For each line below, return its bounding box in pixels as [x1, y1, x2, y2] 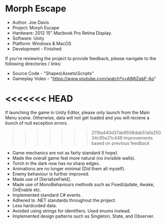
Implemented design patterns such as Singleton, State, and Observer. [12, 213, 155, 219]
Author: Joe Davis [12, 19, 50, 25]
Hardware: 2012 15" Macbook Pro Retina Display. [12, 30, 112, 36]
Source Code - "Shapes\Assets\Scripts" [12, 70, 94, 76]
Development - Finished [12, 46, 62, 52]
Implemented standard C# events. [12, 192, 82, 198]
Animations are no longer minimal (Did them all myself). [12, 165, 125, 171]
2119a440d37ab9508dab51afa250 [91, 130, 161, 136]
